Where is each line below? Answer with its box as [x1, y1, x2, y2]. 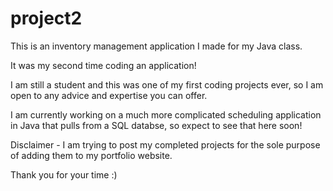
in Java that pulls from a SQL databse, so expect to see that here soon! [10, 119, 303, 131]
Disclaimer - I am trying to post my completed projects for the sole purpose [10, 138, 321, 151]
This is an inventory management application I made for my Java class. [10, 40, 303, 52]
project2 [10, 7, 83, 30]
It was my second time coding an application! [10, 59, 197, 71]
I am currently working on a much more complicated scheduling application [10, 108, 322, 121]
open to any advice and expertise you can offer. [10, 89, 208, 101]
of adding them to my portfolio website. [10, 149, 173, 161]
